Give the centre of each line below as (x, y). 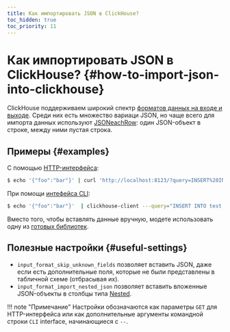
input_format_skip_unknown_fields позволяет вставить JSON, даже (114, 264)
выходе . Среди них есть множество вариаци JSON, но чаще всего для (111, 115)
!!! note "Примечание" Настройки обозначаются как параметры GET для (112, 307)
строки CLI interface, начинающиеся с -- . (68, 321)
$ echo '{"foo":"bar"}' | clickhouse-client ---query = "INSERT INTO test (115, 206)
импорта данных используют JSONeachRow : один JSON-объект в (104, 123)
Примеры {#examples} (58, 151)
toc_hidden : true (32, 20)
